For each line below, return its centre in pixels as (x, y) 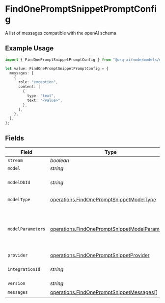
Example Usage (29, 48)
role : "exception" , (38, 82)
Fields (15, 138)
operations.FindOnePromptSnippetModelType (103, 199)
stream (15, 160)
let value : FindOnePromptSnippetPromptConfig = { (57, 69)
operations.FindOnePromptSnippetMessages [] (104, 292)
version (16, 283)
